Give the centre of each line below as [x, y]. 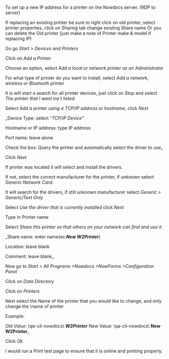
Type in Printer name [27, 217]
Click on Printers [23, 291]
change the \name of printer [35, 306]
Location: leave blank [27, 247]
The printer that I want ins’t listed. [40, 98]
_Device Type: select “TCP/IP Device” [45, 118]
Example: [15, 316]
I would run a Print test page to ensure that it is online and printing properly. [84, 351]
